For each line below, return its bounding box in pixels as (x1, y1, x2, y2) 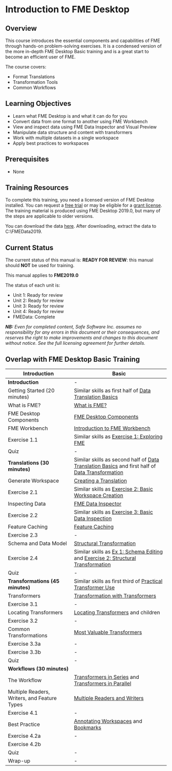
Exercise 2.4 (8, 555, 38, 562)
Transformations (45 (8, 578, 60, 585)
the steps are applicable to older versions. (5, 213, 94, 219)
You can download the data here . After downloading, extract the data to (5, 223, 157, 229)
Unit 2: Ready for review (12, 298, 64, 304)
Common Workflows (12, 84, 56, 91)
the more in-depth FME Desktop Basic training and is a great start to (5, 49, 149, 54)
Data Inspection (74, 515, 112, 522)
